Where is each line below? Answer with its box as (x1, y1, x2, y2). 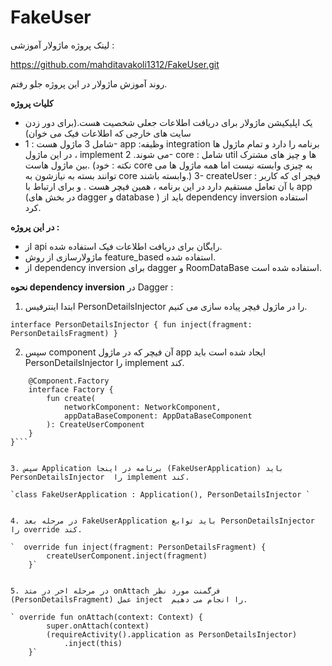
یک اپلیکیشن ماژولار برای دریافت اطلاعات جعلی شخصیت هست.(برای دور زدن (24, 116, 313, 128)
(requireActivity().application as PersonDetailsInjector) (46, 629, 298, 640)
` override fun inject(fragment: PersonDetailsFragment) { (10, 542, 267, 552)
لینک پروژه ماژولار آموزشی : (10, 39, 115, 51)
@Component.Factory (28, 376, 110, 386)
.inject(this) (63, 638, 123, 648)
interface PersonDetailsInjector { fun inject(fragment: (10, 319, 253, 330)
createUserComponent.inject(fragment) (46, 551, 208, 561)
